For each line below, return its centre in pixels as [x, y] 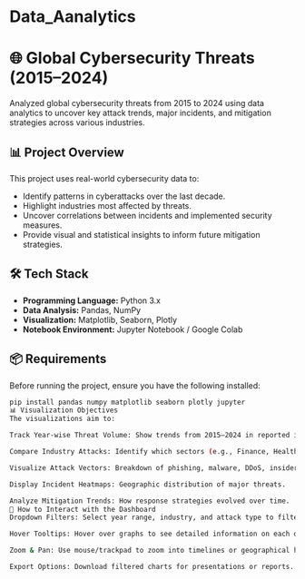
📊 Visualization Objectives [64, 410]
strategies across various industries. [77, 123]
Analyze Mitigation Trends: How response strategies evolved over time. [150, 501]
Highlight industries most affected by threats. [107, 205]
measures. [42, 225]
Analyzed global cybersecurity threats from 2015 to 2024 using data [137, 103]
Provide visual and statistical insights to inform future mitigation [141, 234]
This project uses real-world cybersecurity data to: [104, 178]
